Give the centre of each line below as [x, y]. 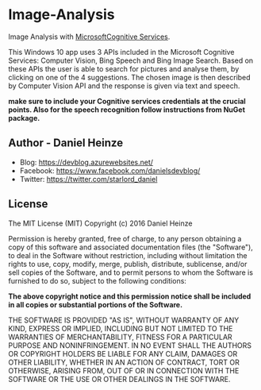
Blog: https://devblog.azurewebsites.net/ [86, 162]
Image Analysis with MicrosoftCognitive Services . [89, 37]
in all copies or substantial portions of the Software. [96, 304]
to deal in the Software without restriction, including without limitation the [128, 255]
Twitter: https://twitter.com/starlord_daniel [88, 179]
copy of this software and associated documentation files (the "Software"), [131, 247]
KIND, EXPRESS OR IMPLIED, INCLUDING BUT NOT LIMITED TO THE [121, 328]
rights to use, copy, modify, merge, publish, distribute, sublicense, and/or [128, 264]
